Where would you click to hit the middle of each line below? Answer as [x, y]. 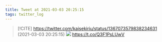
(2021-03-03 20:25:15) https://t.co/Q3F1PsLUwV [71, 34]
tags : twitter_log [24, 14]
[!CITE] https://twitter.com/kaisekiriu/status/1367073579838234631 [87, 28]
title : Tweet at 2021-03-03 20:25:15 [45, 10]
